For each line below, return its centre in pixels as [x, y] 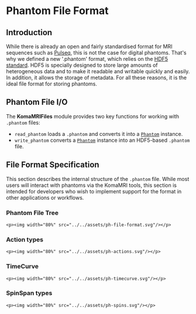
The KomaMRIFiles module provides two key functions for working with [93, 116]
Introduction [29, 33]
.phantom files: [23, 122]
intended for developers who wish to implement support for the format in [94, 191]
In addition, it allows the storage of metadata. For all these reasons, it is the [97, 78]
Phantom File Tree [32, 213]
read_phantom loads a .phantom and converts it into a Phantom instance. [99, 134]
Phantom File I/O [37, 102]
